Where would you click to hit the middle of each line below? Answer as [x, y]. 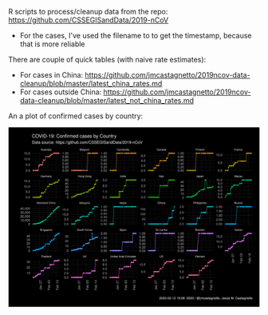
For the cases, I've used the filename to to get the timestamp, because [136, 36]
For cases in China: [51, 75]
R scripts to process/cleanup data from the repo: [88, 12]
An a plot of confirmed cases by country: [76, 116]
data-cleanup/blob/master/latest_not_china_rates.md [106, 100]
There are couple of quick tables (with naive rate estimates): [107, 60]
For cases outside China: [61, 92]
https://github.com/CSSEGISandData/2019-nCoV [89, 20]
